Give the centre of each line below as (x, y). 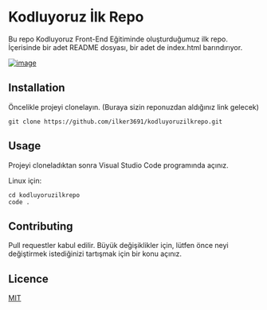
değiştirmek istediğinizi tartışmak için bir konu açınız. (95, 254)
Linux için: (25, 180)
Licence (29, 279)
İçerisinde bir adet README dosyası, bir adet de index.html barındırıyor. (126, 47)
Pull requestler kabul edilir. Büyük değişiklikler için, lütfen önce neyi (118, 246)
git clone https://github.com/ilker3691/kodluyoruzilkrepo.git (116, 122)
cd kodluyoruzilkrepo (44, 195)
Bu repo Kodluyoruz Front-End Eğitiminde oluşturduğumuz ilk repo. (118, 39)
